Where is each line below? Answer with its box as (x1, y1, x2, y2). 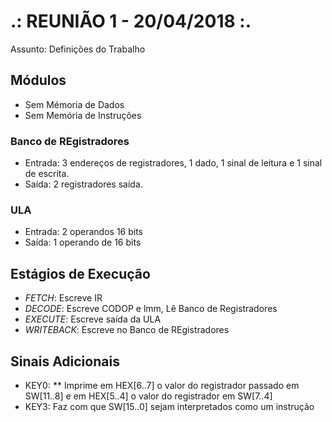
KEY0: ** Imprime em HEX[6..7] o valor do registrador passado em (24, 379, 300, 391)
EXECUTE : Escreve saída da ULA (24, 313, 162, 325)
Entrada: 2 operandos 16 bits (24, 226, 144, 238)
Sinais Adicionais (10, 353, 120, 370)
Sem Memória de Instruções (24, 109, 142, 121)
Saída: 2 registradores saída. (24, 178, 143, 190)
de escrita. (24, 168, 70, 180)
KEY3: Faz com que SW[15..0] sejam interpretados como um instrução (24, 400, 315, 412)
